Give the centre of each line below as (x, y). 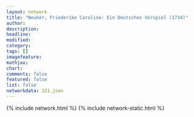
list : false (21, 85)
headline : (19, 35)
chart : (15, 68)
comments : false (27, 74)
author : (16, 23)
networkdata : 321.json (35, 91)
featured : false (27, 79)
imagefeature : (24, 57)
